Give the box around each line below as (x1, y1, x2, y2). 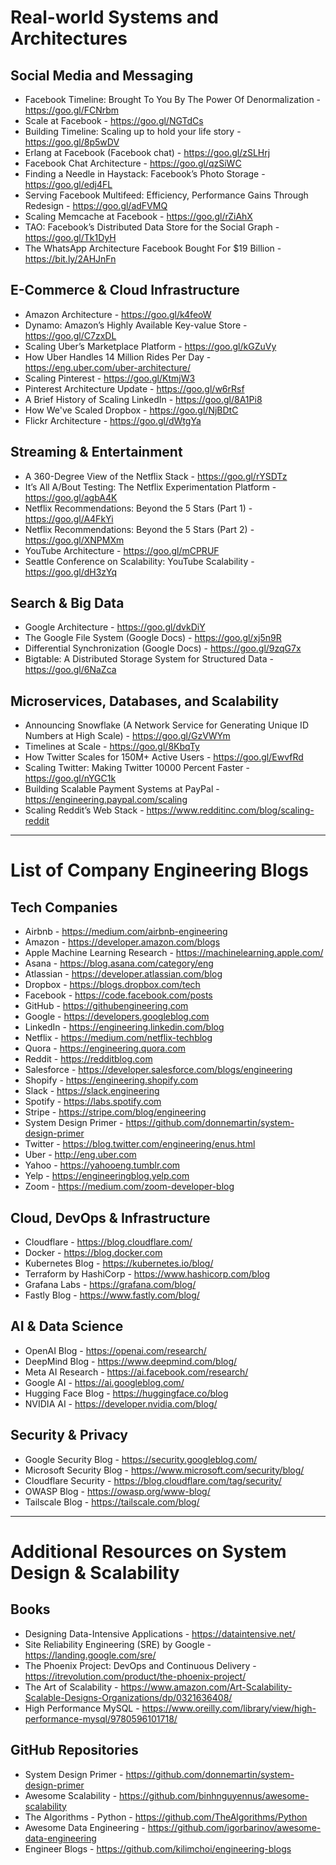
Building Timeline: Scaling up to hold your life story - (24, 126, 242, 137)
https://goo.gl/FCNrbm (24, 104, 120, 116)
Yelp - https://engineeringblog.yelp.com (24, 1170, 190, 1182)
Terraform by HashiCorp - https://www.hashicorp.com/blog (24, 1268, 271, 1280)
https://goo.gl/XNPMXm (24, 534, 125, 546)
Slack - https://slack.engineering (24, 1085, 160, 1097)
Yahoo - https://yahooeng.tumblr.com (24, 1159, 181, 1171)
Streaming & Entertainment (10, 444, 183, 461)
